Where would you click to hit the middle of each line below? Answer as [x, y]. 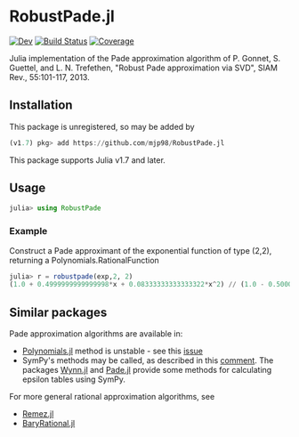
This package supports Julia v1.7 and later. [88, 160]
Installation [41, 105]
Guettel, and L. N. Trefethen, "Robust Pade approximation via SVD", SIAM [144, 68]
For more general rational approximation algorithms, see [112, 397]
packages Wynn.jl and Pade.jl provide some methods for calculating [147, 370]
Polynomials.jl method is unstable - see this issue [112, 351]
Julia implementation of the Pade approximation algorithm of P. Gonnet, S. [145, 58]
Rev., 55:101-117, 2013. [50, 77]
